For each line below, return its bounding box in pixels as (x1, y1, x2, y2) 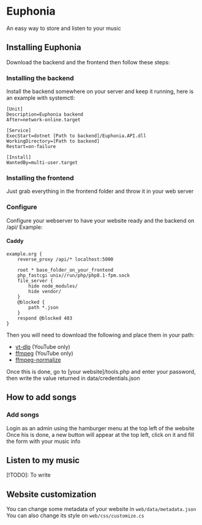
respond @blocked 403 (17, 315, 72, 321)
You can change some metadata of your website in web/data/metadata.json (6, 505, 196, 513)
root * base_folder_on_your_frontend (17, 267, 114, 273)
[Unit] (6, 106, 23, 113)
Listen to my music (6, 455, 80, 466)
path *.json (28, 304, 59, 310)
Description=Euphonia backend (6, 111, 84, 117)
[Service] (6, 127, 32, 134)
